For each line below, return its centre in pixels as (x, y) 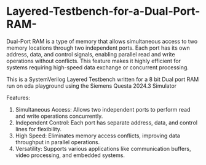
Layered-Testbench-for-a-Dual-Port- (103, 11)
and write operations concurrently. (59, 116)
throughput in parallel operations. (57, 142)
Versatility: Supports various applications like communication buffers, (103, 148)
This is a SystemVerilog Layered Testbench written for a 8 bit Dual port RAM (103, 79)
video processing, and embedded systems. (70, 155)
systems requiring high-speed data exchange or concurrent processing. (98, 67)
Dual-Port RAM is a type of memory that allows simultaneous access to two (102, 41)
